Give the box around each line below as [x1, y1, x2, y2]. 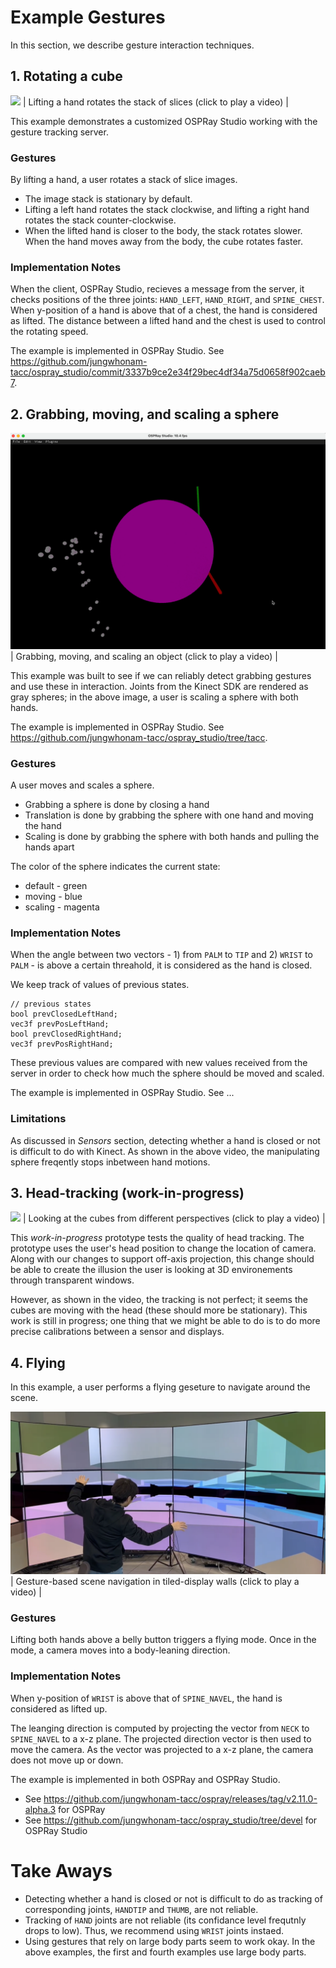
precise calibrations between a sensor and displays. [10, 1326, 225, 1338]
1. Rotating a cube [10, 68, 123, 85]
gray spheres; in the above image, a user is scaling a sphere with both [10, 691, 299, 703]
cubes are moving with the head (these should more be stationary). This [10, 1304, 308, 1316]
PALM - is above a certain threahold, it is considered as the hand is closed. [10, 959, 313, 971]
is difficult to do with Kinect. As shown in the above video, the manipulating [10, 1145, 320, 1157]
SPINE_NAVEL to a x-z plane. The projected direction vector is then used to [10, 1732, 312, 1745]
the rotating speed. [10, 326, 89, 338]
